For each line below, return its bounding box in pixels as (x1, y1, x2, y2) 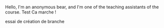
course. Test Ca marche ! (5, 9, 57, 15)
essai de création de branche (5, 19, 65, 24)
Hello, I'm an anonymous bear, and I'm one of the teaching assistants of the (5, 4, 159, 10)
